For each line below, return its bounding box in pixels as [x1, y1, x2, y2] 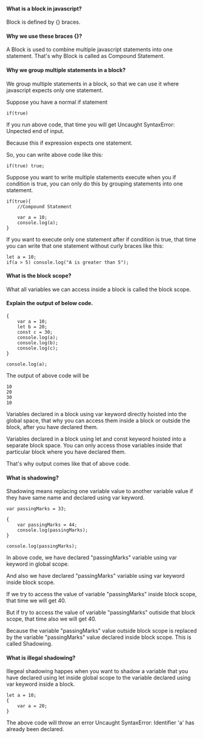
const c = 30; [17, 330, 53, 336]
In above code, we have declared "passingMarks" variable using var [6, 554, 177, 561]
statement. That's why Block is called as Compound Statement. [6, 52, 165, 60]
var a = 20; [17, 703, 47, 709]
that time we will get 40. [6, 597, 67, 604]
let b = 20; [17, 324, 47, 330]
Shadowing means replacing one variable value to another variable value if [6, 488, 193, 495]
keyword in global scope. [6, 560, 69, 568]
